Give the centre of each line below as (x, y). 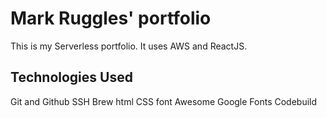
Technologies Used (71, 77)
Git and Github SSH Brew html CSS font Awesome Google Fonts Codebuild (164, 101)
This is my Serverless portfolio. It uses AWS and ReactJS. (129, 46)
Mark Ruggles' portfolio (111, 18)
